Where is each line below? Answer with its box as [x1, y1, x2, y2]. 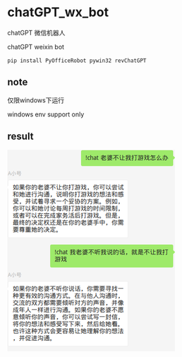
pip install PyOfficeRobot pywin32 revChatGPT [7, 57, 147, 64]
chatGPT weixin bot [7, 42, 65, 51]
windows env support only [7, 110, 85, 119]
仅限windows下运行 [7, 96, 65, 104]
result [7, 131, 34, 143]
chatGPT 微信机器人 [7, 28, 66, 37]
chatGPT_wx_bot [7, 4, 109, 20]
